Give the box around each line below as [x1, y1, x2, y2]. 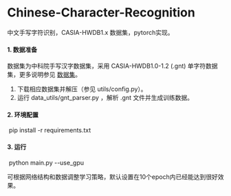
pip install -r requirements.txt [8, 126, 91, 134]
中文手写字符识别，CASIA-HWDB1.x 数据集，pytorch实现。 [7, 28, 174, 36]
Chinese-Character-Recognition [7, 5, 196, 21]
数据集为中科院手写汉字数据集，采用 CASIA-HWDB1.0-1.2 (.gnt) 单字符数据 [7, 62, 218, 70]
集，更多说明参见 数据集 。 [7, 71, 81, 79]
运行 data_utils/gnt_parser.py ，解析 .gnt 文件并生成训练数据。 [16, 94, 194, 102]
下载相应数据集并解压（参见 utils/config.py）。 [16, 85, 147, 93]
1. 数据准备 [7, 45, 38, 53]
